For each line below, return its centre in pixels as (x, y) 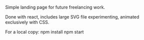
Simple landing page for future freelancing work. (55, 7)
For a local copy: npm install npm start (44, 32)
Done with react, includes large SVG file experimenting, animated (72, 17)
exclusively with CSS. (27, 22)
